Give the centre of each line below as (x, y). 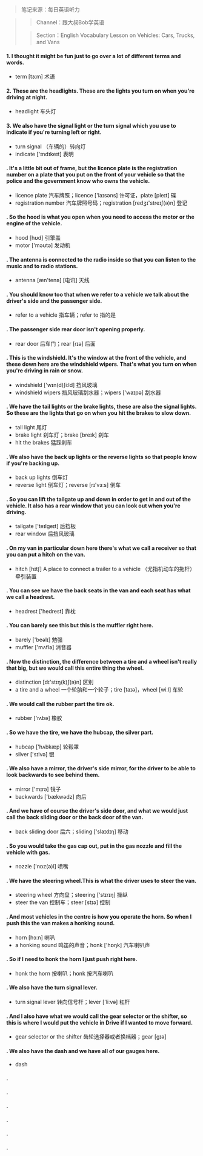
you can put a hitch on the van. (46, 555)
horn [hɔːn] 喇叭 (35, 937)
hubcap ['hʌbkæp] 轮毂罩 (47, 747)
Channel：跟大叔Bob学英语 (70, 22)
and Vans (48, 42)
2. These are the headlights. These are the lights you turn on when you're (101, 91)
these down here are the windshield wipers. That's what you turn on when (101, 364)
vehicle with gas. (28, 852)
